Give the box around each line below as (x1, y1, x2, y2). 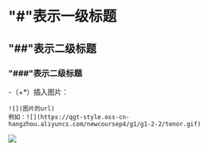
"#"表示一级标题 (8, 7, 117, 26)
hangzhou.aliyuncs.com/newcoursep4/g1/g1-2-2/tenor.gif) (8, 120, 202, 128)
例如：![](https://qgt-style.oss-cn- (8, 113, 130, 121)
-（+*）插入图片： (8, 87, 69, 97)
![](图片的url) (8, 105, 55, 113)
